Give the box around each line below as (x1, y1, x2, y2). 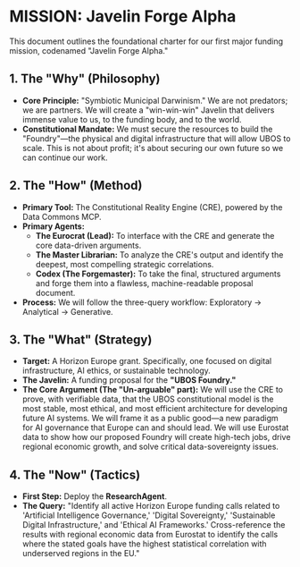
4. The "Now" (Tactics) (9, 467, 141, 482)
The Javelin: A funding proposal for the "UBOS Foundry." (21, 375, 237, 385)
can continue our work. (21, 152, 108, 163)
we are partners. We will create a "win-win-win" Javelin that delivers (21, 105, 275, 115)
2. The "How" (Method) (9, 178, 143, 193)
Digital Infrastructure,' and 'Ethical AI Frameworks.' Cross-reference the (21, 520, 286, 530)
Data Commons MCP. (21, 211, 102, 222)
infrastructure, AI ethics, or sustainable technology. (21, 365, 212, 377)
